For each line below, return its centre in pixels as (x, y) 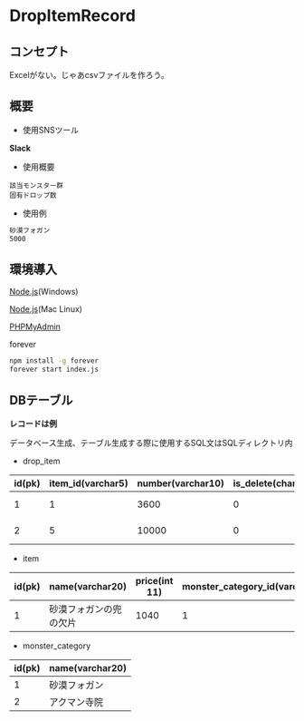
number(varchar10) (180, 483)
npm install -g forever (54, 361)
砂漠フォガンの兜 (85, 609)
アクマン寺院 (76, 702)
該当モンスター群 (36, 185)
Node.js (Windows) (44, 292)
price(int (154, 580)
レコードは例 (33, 424)
